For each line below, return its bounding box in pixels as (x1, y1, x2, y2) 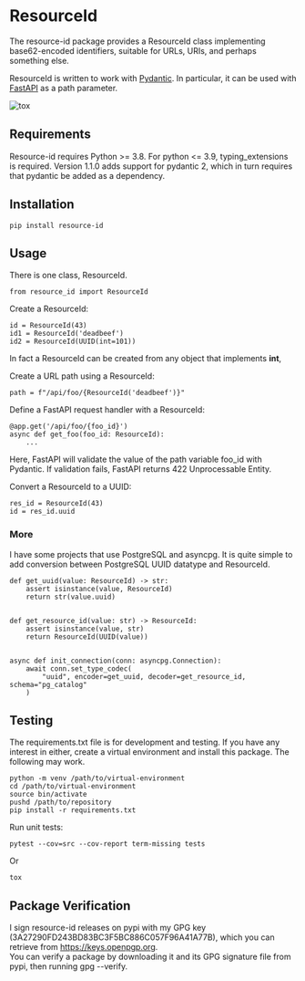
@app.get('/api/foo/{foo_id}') (9, 422, 128, 432)
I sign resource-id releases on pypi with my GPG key (9, 923, 207, 934)
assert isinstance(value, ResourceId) (25, 584, 173, 593)
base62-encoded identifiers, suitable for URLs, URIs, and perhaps (9, 45, 257, 56)
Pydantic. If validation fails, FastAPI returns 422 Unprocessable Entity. (9, 464, 272, 475)
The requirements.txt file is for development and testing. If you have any (9, 736, 280, 748)
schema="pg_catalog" (9, 680, 88, 689)
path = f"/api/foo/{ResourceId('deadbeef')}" (9, 389, 185, 398)
